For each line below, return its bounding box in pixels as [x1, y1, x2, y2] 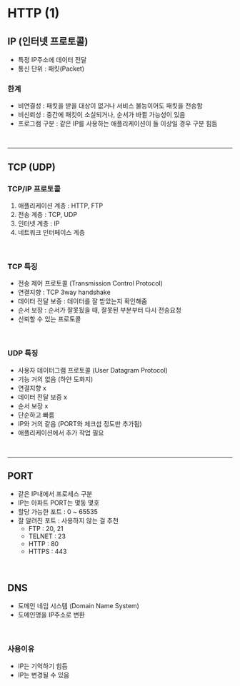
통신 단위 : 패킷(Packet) [17, 64, 85, 73]
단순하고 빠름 [17, 410, 55, 419]
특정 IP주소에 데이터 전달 [17, 56, 87, 64]
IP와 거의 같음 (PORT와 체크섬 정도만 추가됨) [17, 419, 143, 428]
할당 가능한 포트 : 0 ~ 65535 [17, 508, 98, 516]
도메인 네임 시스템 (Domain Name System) [17, 602, 139, 610]
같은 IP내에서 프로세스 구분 [17, 490, 93, 498]
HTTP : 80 [28, 540, 59, 548]
